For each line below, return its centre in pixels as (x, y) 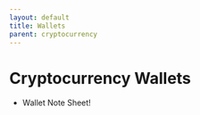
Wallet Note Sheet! (56, 103)
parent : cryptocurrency (54, 34)
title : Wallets (37, 26)
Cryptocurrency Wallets (100, 78)
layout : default (39, 17)
